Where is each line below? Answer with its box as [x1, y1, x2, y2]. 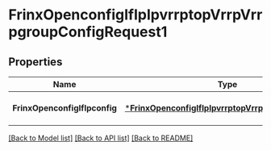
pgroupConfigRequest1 [8, 23, 168, 41]
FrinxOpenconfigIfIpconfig [12, 102, 117, 114]
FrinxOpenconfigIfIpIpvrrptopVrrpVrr [8, 6, 263, 24]
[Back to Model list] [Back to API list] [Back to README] [8, 133, 194, 143]
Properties [8, 55, 63, 69]
